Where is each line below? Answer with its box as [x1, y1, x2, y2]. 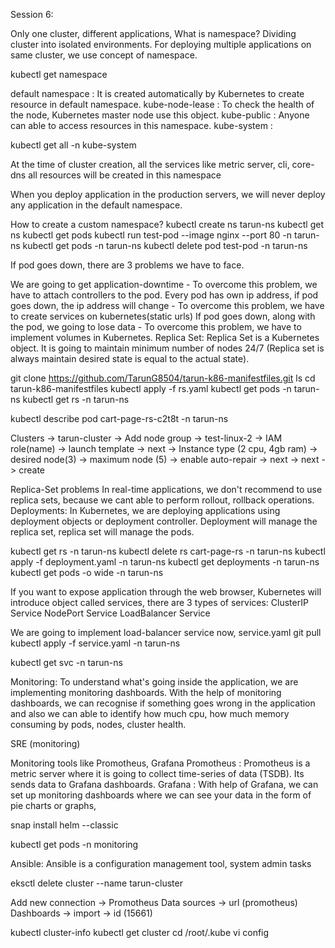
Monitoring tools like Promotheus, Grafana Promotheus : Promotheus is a [10, 757, 311, 769]
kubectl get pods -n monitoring [10, 839, 139, 850]
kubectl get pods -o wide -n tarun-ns [10, 567, 164, 578]
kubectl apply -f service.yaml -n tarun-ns [10, 637, 181, 649]
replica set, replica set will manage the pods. [10, 526, 195, 538]
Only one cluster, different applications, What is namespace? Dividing [10, 28, 297, 39]
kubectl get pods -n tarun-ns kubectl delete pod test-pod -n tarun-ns [22, 240, 308, 251]
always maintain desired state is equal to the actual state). [10, 353, 250, 364]
